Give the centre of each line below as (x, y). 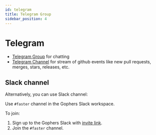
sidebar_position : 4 (26, 19)
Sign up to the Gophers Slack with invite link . (57, 123)
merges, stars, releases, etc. (41, 67)
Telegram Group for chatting (41, 56)
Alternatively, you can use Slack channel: (46, 94)
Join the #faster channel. (38, 128)
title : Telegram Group (28, 14)
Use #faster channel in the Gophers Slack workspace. (60, 104)
